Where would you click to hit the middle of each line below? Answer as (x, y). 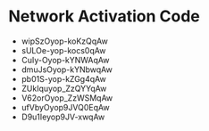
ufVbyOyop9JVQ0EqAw (65, 107)
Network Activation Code (104, 16)
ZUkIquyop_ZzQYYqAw (64, 88)
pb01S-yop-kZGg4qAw (63, 78)
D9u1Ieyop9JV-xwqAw (63, 117)
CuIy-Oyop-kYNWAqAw (65, 60)
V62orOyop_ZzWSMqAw (67, 98)
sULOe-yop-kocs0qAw (63, 50)
